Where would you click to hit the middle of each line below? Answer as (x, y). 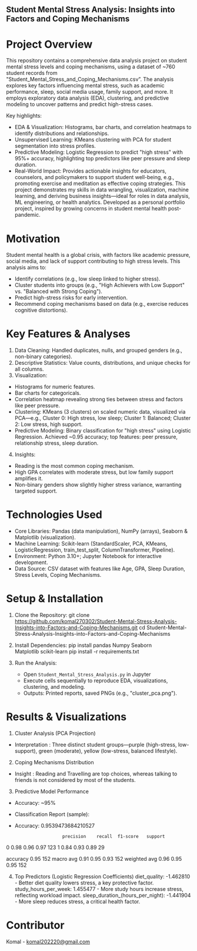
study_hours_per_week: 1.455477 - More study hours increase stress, (99, 889)
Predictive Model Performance (52, 791)
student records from (32, 73)
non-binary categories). (43, 356)
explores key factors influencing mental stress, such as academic (85, 85)
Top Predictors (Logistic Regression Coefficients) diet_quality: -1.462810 (102, 877)
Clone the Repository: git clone (52, 615)
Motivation (33, 239)
